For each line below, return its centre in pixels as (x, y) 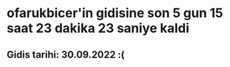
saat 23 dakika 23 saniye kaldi (98, 28)
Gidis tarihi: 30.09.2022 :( (66, 55)
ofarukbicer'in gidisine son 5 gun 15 (115, 13)
